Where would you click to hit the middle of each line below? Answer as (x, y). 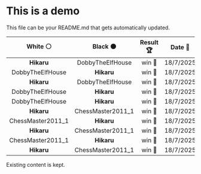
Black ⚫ (104, 46)
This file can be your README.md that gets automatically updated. (88, 28)
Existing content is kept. (36, 164)
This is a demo (43, 11)
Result (149, 42)
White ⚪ (39, 46)
